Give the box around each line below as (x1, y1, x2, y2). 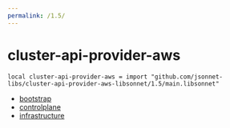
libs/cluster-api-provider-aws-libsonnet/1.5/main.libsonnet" (7, 79, 220, 88)
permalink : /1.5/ (7, 11, 66, 20)
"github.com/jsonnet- (151, 73, 224, 81)
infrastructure (18, 110, 65, 120)
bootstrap (18, 94, 52, 103)
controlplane (18, 102, 62, 112)
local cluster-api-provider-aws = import (7, 73, 148, 81)
